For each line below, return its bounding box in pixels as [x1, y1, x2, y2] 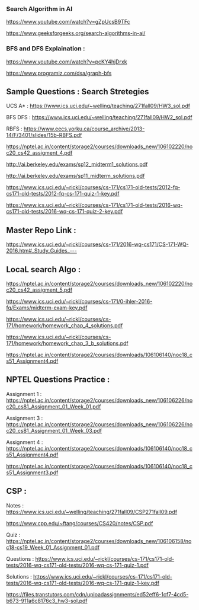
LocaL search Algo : [6, 264, 81, 274]
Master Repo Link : [6, 225, 76, 235]
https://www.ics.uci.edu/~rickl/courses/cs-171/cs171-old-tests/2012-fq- [6, 184, 181, 191]
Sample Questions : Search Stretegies [6, 87, 149, 97]
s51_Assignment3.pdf [6, 469, 59, 476]
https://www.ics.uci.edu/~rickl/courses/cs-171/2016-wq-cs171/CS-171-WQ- [6, 241, 190, 248]
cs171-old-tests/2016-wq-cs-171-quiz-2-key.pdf [6, 208, 123, 215]
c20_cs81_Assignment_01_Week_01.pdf [6, 403, 101, 410]
